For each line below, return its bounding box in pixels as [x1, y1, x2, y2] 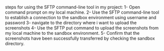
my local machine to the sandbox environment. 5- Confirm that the [5, 30, 140, 36]
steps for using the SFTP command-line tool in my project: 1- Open [5, 4, 140, 10]
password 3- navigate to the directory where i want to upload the [5, 20, 137, 25]
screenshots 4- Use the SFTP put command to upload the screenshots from [5, 25, 159, 31]
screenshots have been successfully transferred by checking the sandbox [5, 35, 155, 41]
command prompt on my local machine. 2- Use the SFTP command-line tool [5, 9, 160, 15]
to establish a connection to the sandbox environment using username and [5, 15, 157, 20]
